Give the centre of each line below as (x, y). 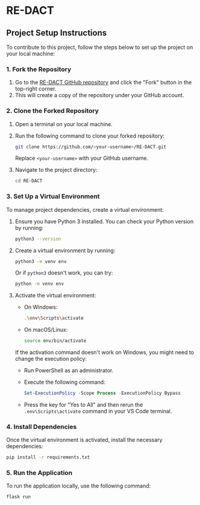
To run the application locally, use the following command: (79, 486)
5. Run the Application (39, 472)
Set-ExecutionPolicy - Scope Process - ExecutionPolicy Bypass (102, 393)
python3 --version (38, 239)
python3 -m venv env (41, 261)
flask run (19, 497)
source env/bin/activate (55, 341)
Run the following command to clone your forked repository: (89, 136)
